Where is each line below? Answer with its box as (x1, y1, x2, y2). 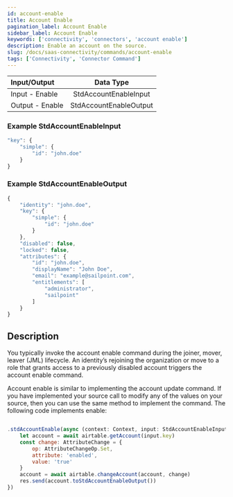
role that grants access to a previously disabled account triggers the (7, 364, 202, 372)
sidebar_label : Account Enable (7, 29, 98, 37)
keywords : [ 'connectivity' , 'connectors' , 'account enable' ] (7, 36, 188, 43)
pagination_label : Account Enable (7, 23, 107, 30)
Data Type (94, 77, 130, 87)
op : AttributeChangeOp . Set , (32, 445, 113, 452)
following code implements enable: (7, 407, 107, 415)
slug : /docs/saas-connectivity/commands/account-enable (7, 49, 172, 56)
